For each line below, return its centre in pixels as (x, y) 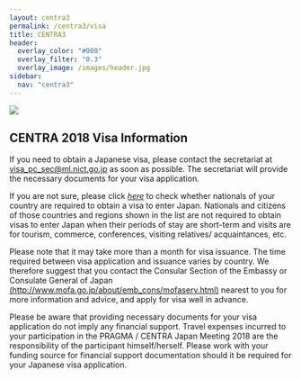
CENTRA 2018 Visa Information (99, 138)
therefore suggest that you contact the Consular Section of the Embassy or (148, 271)
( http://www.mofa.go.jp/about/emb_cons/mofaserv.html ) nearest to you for (148, 290)
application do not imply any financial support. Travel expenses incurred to (148, 327)
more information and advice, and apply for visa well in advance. (129, 300)
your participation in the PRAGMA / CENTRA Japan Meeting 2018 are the (144, 336)
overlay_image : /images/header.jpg (84, 68)
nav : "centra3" (46, 85)
